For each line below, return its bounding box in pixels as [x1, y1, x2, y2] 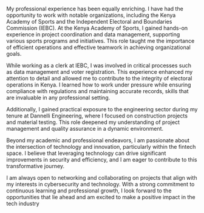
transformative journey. [6, 163, 65, 169]
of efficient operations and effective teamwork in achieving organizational [6, 44, 191, 51]
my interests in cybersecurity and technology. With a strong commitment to [6, 181, 195, 188]
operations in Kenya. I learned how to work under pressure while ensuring [6, 81, 191, 88]
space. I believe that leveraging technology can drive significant [6, 149, 166, 157]
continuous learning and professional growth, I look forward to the [6, 187, 172, 194]
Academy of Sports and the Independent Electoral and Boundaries [6, 18, 172, 25]
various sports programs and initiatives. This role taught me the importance [6, 38, 195, 44]
